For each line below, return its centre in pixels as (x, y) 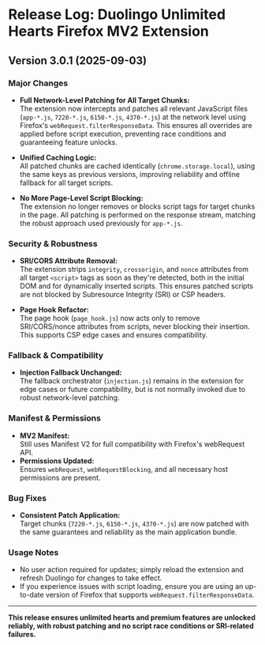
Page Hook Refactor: (54, 310)
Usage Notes (34, 553)
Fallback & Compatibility (56, 356)
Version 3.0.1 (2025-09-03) (78, 60)
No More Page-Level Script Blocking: (81, 198)
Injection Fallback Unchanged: (71, 372)
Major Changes (38, 83)
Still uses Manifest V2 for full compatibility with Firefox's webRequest (132, 443)
